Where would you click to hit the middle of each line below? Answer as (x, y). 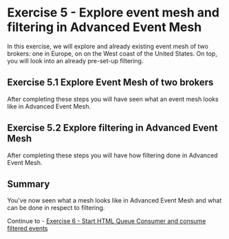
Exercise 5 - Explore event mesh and (113, 13)
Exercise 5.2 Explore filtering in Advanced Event (112, 128)
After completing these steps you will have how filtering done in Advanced (112, 155)
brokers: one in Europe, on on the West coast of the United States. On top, (112, 54)
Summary (29, 184)
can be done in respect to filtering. (56, 208)
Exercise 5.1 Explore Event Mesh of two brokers (110, 83)
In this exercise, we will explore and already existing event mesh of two (108, 46)
